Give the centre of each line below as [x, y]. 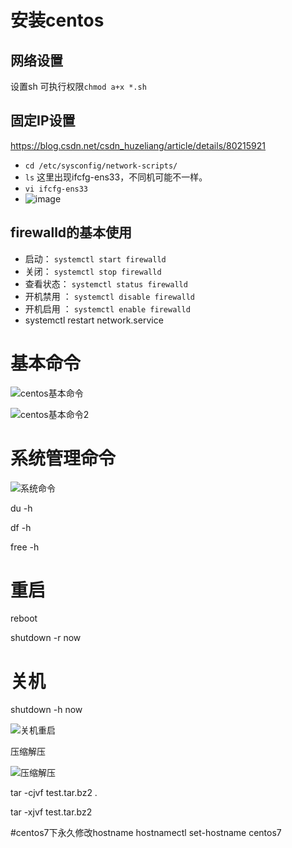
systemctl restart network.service [94, 320]
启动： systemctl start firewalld [95, 258]
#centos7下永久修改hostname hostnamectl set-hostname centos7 [146, 833]
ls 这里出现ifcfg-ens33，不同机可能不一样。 [116, 177]
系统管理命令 [63, 458]
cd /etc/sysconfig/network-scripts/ [101, 166]
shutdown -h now [46, 710]
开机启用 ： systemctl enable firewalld [107, 308]
